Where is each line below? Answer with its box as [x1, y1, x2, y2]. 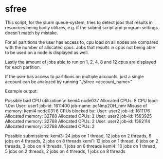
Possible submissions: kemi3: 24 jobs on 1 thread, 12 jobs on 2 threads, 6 [5, 133, 152, 139]
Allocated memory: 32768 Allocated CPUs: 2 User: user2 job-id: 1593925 [5, 113, 152, 119]
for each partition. [5, 64, 41, 70]
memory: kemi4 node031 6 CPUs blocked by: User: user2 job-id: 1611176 [5, 108, 150, 114]
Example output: [5, 88, 38, 94]
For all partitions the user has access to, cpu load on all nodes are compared [5, 39, 159, 45]
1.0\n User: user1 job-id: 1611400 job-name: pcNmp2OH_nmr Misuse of [5, 103, 147, 108]
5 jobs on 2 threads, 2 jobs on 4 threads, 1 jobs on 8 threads [5, 148, 126, 154]
